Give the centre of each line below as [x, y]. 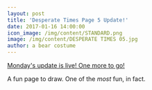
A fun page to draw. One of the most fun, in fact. [76, 79]
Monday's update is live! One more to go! [66, 65]
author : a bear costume [42, 46]
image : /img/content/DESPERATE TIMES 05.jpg [73, 39]
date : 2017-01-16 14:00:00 [46, 26]
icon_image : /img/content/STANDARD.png [65, 33]
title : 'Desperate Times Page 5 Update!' [68, 20]
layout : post [26, 13]
